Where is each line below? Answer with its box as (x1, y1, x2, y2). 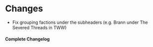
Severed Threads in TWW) (12, 24, 67, 30)
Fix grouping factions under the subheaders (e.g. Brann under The (12, 19, 148, 25)
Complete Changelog (5, 36, 50, 42)
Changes (5, 3, 43, 14)
